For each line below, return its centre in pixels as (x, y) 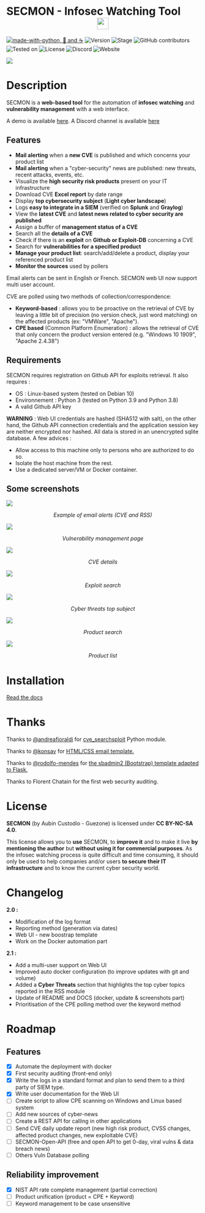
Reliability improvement (53, 1175)
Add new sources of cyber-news (56, 1114)
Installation (35, 681)
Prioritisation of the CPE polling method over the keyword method (98, 1004)
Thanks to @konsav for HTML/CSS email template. (70, 752)
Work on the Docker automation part (61, 941)
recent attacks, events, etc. (50, 175)
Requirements (34, 360)
